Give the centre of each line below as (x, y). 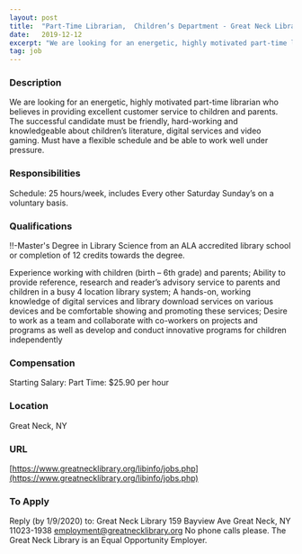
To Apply (29, 501)
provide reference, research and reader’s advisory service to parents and (145, 282)
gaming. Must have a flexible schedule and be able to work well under (139, 141)
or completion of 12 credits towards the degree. (98, 255)
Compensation (42, 363)
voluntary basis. (39, 203)
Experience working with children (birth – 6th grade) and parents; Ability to (147, 273)
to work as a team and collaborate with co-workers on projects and (133, 321)
